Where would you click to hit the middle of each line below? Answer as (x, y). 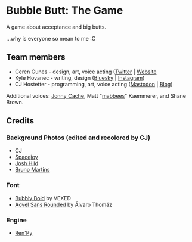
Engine (16, 220)
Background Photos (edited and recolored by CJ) (78, 138)
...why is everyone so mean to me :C (51, 38)
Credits (20, 121)
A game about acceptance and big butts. (56, 27)
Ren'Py (24, 233)
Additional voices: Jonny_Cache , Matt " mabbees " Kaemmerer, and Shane (96, 95)
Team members (36, 57)
